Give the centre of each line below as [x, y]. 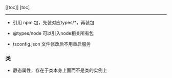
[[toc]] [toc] [17, 7]
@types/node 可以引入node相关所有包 [53, 33]
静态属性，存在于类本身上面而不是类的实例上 [60, 70]
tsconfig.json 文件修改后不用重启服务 [52, 44]
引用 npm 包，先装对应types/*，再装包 [53, 23]
